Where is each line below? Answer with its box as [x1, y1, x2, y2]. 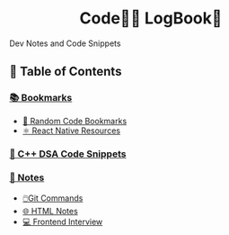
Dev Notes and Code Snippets [9, 38, 121, 49]
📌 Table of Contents [9, 64, 122, 79]
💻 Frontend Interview [22, 216, 103, 227]
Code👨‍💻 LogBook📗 [79, 8, 223, 29]
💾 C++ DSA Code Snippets [9, 148, 127, 160]
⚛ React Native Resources [22, 125, 121, 136]
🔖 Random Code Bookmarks [22, 115, 128, 126]
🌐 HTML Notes [22, 205, 78, 216]
